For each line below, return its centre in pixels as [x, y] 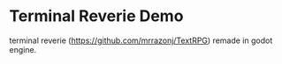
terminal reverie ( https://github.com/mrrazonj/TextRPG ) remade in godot [141, 40]
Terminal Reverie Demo [96, 16]
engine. [23, 49]
